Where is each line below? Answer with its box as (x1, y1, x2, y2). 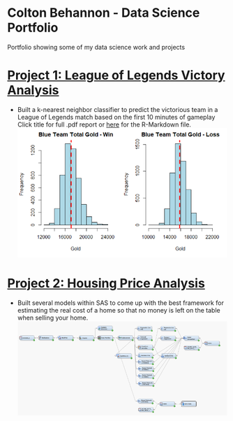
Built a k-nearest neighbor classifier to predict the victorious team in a (17, 105, 218, 113)
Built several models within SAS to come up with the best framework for (17, 299, 225, 307)
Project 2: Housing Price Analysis (7, 276, 206, 292)
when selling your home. (17, 313, 89, 322)
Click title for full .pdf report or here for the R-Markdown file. (17, 120, 192, 129)
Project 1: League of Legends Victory (7, 68, 225, 83)
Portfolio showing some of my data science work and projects (7, 43, 186, 51)
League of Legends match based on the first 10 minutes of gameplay (17, 113, 216, 121)
